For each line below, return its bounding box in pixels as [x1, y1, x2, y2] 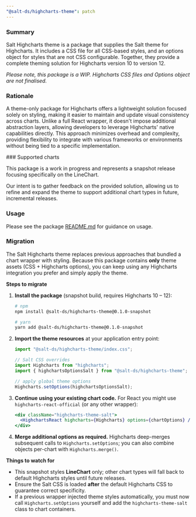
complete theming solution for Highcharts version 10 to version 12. [6, 60, 166, 67]
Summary [6, 27, 35, 36]
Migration [6, 237, 35, 245]
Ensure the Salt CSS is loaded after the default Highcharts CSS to [14, 481, 173, 488]
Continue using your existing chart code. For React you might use [14, 394, 177, 401]
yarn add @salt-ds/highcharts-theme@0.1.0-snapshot [14, 325, 143, 331]
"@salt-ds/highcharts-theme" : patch [6, 8, 95, 15]
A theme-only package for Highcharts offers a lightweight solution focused [6, 105, 187, 112]
